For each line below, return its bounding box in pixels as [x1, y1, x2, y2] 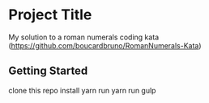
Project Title [8, 6, 92, 24]
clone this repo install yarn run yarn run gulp [8, 85, 156, 95]
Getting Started [8, 64, 88, 78]
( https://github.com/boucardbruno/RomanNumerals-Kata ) [8, 40, 202, 50]
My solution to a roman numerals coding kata [8, 32, 160, 42]
